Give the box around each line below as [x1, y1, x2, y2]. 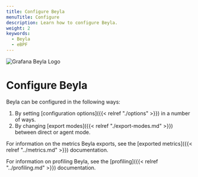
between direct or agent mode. [14, 128, 91, 136]
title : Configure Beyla [6, 8, 65, 15]
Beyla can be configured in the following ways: [6, 98, 120, 105]
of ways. [14, 116, 36, 123]
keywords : [6, 31, 31, 37]
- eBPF [11, 42, 28, 48]
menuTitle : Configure [6, 14, 60, 20]
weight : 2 [6, 25, 31, 31]
